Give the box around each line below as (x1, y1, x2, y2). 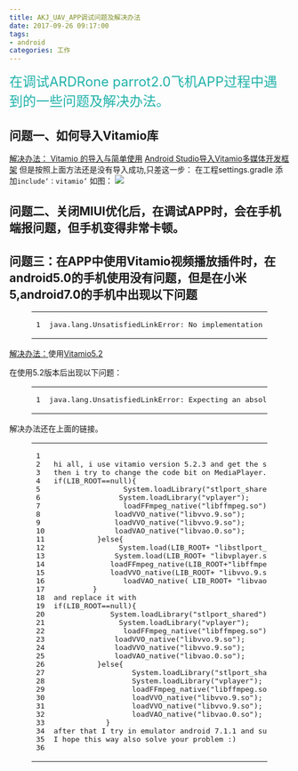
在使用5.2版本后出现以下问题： (9, 367, 123, 378)
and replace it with (52, 593, 137, 603)
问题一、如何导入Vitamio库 (9, 128, 159, 143)
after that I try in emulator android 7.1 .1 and (52, 727, 254, 736)
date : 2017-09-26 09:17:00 (9, 21, 109, 30)
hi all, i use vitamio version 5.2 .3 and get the (52, 460, 259, 470)
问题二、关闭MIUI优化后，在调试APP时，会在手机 (9, 204, 282, 219)
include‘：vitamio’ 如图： (17, 175, 114, 186)
